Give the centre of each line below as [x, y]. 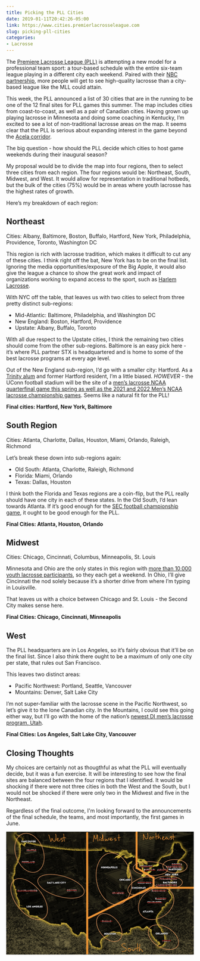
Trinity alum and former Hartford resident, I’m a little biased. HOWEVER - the [100, 376]
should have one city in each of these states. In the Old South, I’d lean [92, 500]
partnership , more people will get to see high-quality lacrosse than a [90, 81]
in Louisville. [21, 588]
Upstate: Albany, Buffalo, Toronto [55, 327]
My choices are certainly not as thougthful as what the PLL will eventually [96, 768]
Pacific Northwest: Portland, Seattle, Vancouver [73, 686]
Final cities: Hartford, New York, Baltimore [59, 407]
